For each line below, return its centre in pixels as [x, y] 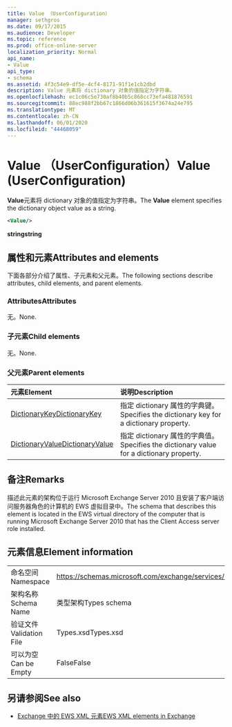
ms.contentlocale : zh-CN [43, 116]
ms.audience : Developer [41, 33]
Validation [27, 633]
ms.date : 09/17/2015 [37, 26]
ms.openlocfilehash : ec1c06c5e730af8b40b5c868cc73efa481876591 [100, 97]
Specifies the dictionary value [168, 445]
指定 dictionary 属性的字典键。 [169, 405]
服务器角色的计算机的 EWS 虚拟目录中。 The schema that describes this [115, 506]
